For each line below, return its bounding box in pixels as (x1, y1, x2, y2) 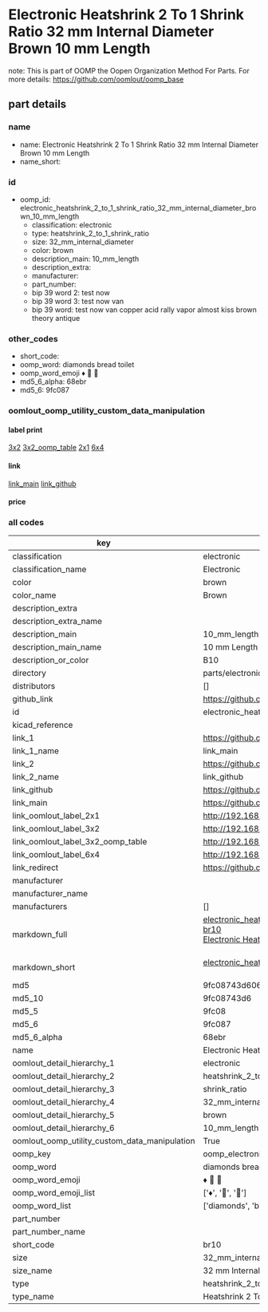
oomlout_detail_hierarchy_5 (12, 1109, 115, 1120)
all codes (8, 517, 45, 528)
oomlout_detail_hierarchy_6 (12, 1123, 115, 1134)
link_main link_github (8, 479, 77, 488)
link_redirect (12, 862, 59, 873)
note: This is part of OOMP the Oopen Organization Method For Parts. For (8, 65, 250, 75)
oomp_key (12, 1148, 52, 1160)
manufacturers (12, 901, 68, 912)
